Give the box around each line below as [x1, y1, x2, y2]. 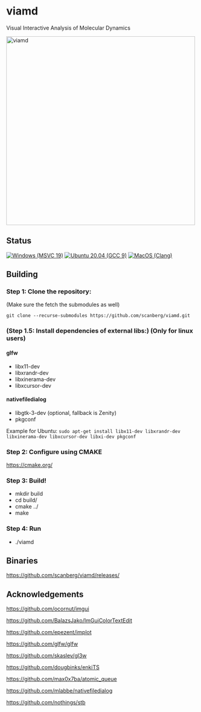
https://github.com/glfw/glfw [6, 640, 78, 647]
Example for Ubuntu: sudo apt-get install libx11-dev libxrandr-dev [6, 427, 181, 434]
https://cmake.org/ [6, 461, 53, 469]
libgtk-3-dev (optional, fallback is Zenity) [14, 409, 116, 416]
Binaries [6, 556, 38, 566]
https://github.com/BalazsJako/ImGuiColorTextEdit [6, 617, 133, 624]
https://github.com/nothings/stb [6, 699, 86, 706]
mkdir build [14, 490, 43, 498]
